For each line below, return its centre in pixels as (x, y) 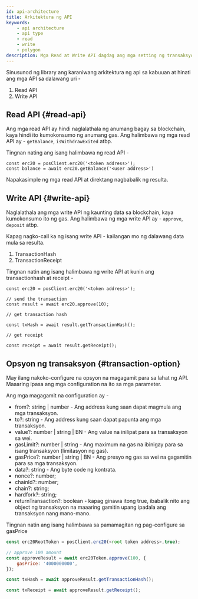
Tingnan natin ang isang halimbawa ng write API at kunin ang (80, 272)
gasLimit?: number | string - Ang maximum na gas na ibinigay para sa (99, 445)
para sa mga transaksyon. (46, 463)
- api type (30, 34)
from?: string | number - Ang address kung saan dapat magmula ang (98, 407)
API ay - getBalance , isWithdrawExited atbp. (59, 141)
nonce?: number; (35, 476)
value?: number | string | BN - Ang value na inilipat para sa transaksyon (101, 432)
